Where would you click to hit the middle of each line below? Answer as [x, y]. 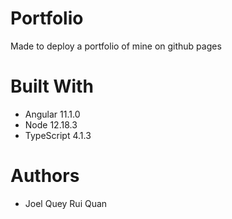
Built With [52, 86]
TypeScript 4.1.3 [58, 135]
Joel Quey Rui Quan [66, 203]
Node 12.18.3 [51, 124]
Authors [45, 176]
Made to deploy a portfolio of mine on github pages [116, 46]
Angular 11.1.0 [52, 114]
